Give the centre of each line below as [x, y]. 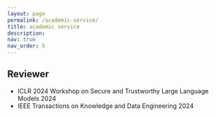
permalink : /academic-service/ [53, 20]
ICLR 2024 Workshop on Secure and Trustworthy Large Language [113, 91]
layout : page [26, 14]
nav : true [22, 40]
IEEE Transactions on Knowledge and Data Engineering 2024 [106, 106]
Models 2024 [37, 98]
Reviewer [28, 74]
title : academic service [43, 26]
